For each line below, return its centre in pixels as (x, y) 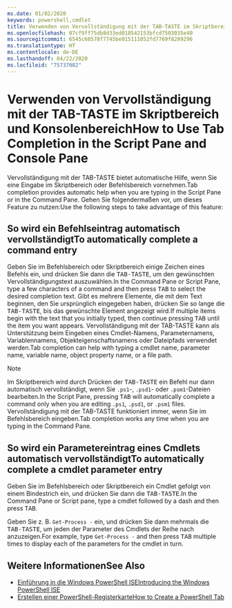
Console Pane (48, 158)
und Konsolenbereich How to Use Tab (116, 128)
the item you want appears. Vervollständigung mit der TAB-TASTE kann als (113, 325)
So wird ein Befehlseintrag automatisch (94, 228)
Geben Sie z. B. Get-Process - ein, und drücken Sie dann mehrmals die (108, 522)
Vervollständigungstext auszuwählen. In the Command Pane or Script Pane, (114, 282)
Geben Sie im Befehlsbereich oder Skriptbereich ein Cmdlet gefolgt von (109, 486)
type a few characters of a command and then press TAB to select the (106, 289)
